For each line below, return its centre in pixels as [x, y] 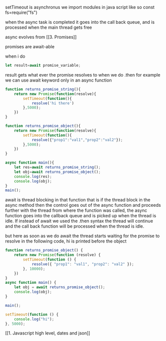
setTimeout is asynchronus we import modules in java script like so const [80, 7]
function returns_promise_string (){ [43, 89]
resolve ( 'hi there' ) [53, 103]
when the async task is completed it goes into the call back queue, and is [80, 22]
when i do [15, 56]
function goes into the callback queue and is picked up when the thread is [81, 216]
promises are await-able [30, 46]
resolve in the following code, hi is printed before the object [66, 241]
